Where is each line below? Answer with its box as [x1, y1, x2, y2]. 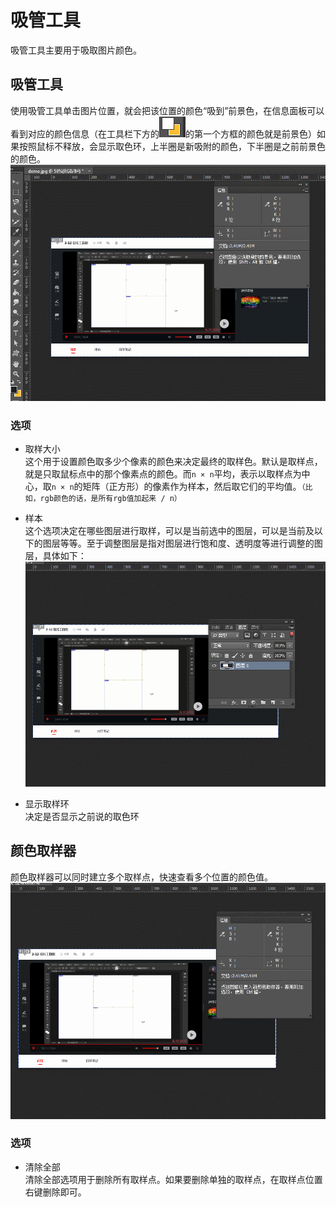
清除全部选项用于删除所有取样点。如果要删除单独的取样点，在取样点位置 [24, 1173, 323, 1185]
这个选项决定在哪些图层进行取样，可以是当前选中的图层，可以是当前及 [24, 524, 315, 536]
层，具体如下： [24, 549, 87, 561]
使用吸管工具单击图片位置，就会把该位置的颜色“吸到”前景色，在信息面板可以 [10, 104, 325, 116]
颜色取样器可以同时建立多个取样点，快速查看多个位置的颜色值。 [10, 871, 273, 883]
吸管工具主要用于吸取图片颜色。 [10, 44, 142, 56]
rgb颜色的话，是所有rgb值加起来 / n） [39, 493, 182, 503]
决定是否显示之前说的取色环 [24, 810, 140, 822]
